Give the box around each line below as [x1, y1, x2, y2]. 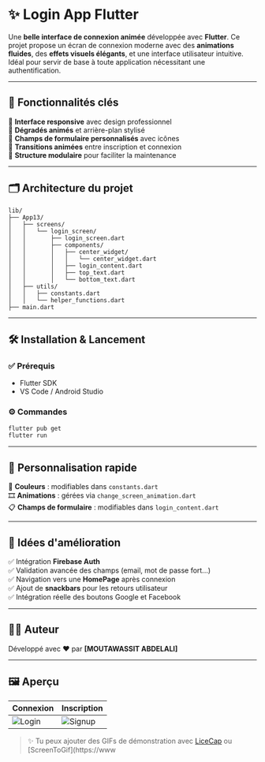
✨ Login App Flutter [8, 6, 140, 24]
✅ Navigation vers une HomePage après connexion [8, 574, 176, 584]
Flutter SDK [19, 379, 58, 388]
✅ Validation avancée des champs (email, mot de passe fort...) [8, 566, 211, 575]
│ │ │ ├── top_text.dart [8, 268, 125, 277]
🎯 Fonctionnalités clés [8, 96, 119, 110]
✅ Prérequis [8, 360, 55, 372]
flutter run [8, 431, 47, 439]
